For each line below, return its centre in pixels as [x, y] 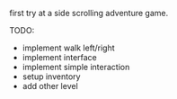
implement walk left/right [68, 48]
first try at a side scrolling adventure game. [89, 13]
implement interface [59, 57]
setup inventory [51, 76]
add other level [50, 86]
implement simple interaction [76, 67]
